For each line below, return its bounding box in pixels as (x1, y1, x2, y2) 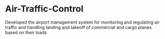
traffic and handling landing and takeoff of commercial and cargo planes (5, 24, 152, 30)
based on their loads (5, 29, 47, 35)
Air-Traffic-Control (5, 3, 84, 14)
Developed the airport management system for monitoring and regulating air (5, 19, 160, 25)
